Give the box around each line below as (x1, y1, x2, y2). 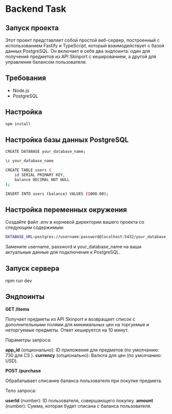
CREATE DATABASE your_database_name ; (5, 149, 86, 154)
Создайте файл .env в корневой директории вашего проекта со (5, 219, 144, 225)
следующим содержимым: (5, 224, 64, 231)
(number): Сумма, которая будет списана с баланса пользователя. (5, 403, 152, 409)
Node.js (12, 87, 30, 93)
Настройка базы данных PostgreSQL (5, 135, 129, 144)
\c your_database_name (5, 159, 54, 164)
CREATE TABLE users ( (5, 168, 52, 173)
